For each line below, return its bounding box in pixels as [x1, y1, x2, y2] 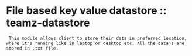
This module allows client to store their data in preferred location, [8, 35, 187, 41]
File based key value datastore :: [6, 4, 167, 17]
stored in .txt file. [6, 45, 59, 51]
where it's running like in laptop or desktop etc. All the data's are [6, 40, 184, 46]
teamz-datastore [6, 16, 90, 29]
